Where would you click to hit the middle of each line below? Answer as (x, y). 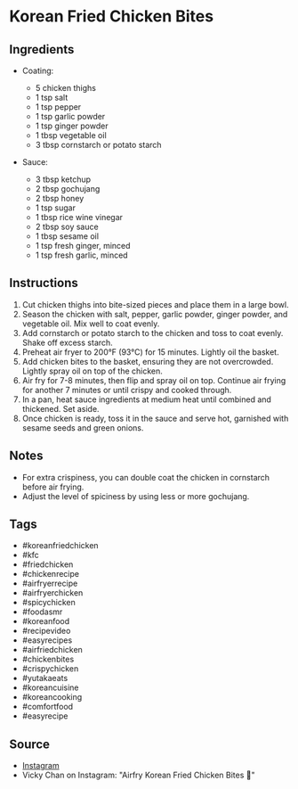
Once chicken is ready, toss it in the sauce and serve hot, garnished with (155, 418)
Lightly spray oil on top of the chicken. (92, 371)
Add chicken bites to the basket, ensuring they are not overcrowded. (148, 361)
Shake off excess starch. (67, 342)
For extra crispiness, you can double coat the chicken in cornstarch (145, 477)
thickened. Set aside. (60, 408)
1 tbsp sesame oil (67, 236)
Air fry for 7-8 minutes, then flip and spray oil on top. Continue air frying (154, 380)
